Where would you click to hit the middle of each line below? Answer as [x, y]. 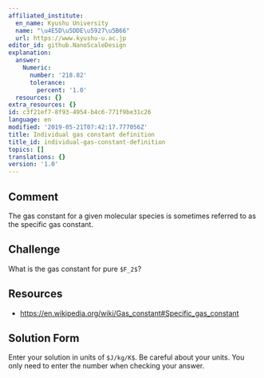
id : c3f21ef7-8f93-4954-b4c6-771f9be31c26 [80, 113]
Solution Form [44, 338]
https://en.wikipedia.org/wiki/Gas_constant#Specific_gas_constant [129, 313]
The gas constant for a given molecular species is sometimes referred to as [132, 216]
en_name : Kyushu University [62, 23]
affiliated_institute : [46, 16]
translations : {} [37, 157]
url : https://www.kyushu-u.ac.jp [71, 38]
